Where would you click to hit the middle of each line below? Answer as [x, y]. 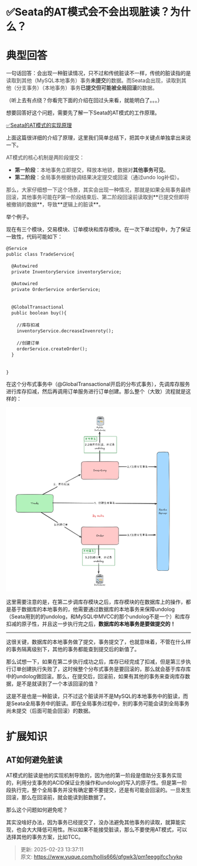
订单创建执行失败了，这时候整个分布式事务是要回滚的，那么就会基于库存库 [101, 669]
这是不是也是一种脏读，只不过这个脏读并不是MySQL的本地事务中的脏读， [95, 696]
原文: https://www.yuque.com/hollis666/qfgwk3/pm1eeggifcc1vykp [101, 857]
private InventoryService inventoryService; [67, 272]
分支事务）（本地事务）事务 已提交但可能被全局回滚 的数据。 [87, 88]
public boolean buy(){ [39, 313]
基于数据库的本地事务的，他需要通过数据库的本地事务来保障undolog [93, 609]
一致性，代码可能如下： [34, 237]
